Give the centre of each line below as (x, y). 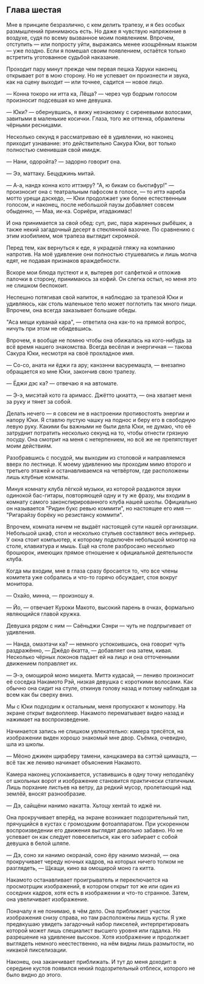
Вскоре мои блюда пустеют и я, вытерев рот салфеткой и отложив (93, 272)
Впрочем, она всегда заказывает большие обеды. (72, 310)
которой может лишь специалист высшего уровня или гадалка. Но (93, 930)
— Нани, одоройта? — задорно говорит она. (64, 162)
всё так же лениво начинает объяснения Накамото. (74, 762)
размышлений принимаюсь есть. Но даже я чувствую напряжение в (96, 31)
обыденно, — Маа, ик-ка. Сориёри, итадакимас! (69, 211)
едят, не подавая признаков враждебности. (63, 260)
